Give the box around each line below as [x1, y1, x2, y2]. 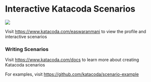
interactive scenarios [5, 33, 47, 39]
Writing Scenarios [5, 46, 49, 52]
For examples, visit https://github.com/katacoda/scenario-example [5, 71, 139, 77]
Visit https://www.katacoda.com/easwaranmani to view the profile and [5, 28, 146, 34]
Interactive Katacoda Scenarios [5, 3, 135, 15]
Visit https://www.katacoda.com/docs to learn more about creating [5, 57, 139, 63]
